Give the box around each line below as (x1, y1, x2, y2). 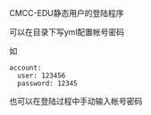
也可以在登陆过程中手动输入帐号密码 (9, 96, 143, 106)
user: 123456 (17, 71, 66, 80)
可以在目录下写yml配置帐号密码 (9, 27, 125, 37)
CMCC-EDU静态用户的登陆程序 (9, 8, 124, 18)
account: (9, 63, 42, 72)
